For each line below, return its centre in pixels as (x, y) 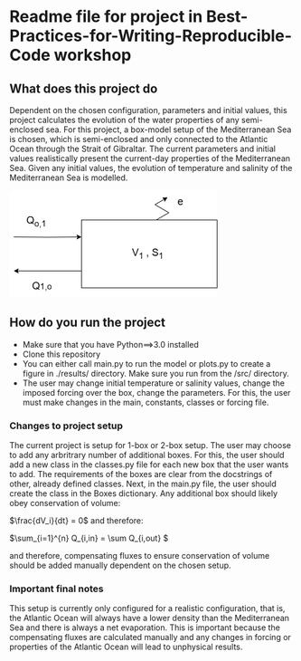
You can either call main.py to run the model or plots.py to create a (146, 363)
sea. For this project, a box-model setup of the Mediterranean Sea (169, 129)
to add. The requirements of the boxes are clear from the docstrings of (141, 474)
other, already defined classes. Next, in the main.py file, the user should (143, 484)
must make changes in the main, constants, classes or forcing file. (146, 402)
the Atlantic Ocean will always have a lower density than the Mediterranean (150, 618)
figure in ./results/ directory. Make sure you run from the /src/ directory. (155, 373)
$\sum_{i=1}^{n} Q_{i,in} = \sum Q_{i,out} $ (89, 538)
